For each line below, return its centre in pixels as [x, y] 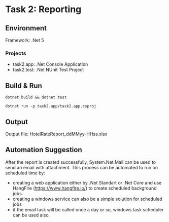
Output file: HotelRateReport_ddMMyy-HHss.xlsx [56, 134]
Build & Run [24, 85]
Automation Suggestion [44, 150]
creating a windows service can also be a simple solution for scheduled [87, 199]
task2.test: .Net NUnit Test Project [48, 70]
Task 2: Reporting [43, 9]
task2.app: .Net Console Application [50, 64]
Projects [16, 53]
